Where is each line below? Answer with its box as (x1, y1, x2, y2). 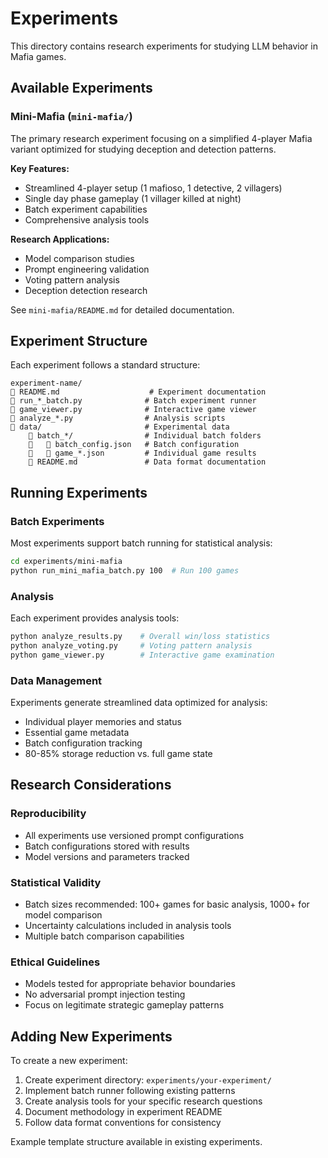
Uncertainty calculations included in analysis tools (24, 920, 232, 932)
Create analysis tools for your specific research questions (24, 1095, 263, 1107)
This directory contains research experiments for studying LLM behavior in (10, 40, 318, 52)
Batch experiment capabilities (24, 203, 148, 215)
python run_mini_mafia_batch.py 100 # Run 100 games (10, 566, 240, 576)
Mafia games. (10, 50, 67, 62)
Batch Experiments (10, 514, 105, 528)
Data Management (10, 673, 103, 687)
